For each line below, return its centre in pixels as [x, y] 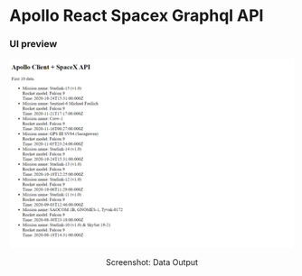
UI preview [33, 44]
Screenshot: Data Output [152, 262]
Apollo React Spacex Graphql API [137, 16]
